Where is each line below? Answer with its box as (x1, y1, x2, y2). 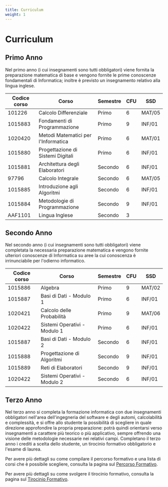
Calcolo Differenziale (38, 109, 88, 116)
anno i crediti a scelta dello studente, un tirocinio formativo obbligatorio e (5, 441, 156, 447)
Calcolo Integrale (38, 174, 79, 181)
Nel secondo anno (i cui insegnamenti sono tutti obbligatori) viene (5, 242, 141, 248)
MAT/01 (141, 134, 160, 141)
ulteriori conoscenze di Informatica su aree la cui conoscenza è (5, 252, 136, 258)
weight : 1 (5, 12, 26, 17)
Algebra (40, 284, 59, 291)
